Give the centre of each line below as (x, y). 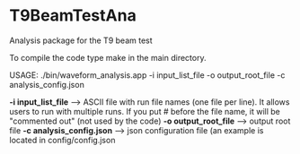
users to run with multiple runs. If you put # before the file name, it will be (145, 111)
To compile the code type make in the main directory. (108, 57)
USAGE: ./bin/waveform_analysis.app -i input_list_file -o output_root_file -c (147, 75)
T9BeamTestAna (73, 16)
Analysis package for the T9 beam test (81, 40)
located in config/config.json (62, 140)
